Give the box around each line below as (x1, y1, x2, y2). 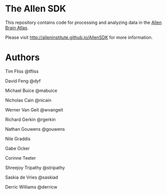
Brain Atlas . (5, 24, 29, 30)
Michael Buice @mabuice (5, 88, 57, 94)
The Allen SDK (5, 3, 66, 14)
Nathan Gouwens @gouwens (5, 126, 65, 132)
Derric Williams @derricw (5, 184, 58, 190)
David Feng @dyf (5, 78, 41, 84)
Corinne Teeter (5, 155, 36, 161)
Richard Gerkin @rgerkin (5, 116, 56, 122)
